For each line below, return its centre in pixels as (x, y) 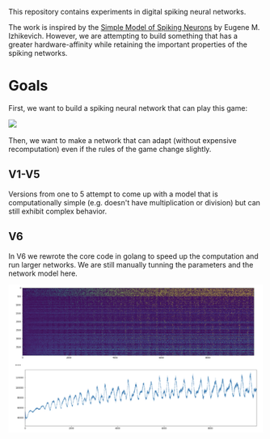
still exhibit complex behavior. (58, 211)
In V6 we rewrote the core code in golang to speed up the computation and (133, 256)
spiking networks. (38, 53)
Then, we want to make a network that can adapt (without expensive (122, 140)
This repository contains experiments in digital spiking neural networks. (127, 12)
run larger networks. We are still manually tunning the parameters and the (131, 264)
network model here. (43, 273)
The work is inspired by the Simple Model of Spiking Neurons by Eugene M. (134, 27)
